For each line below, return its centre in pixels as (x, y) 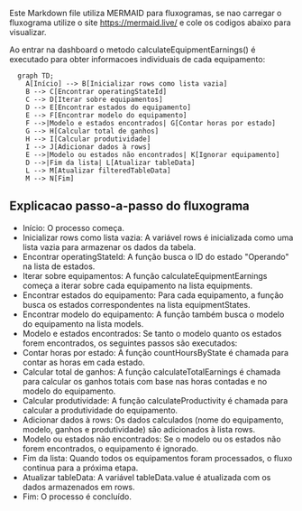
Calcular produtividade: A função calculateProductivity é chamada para (155, 400)
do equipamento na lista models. (83, 323)
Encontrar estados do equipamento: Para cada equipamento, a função (153, 295)
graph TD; (36, 76)
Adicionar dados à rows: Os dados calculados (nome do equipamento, (153, 420)
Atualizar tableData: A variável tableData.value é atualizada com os (146, 477)
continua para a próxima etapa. (80, 468)
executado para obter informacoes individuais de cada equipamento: (137, 59)
